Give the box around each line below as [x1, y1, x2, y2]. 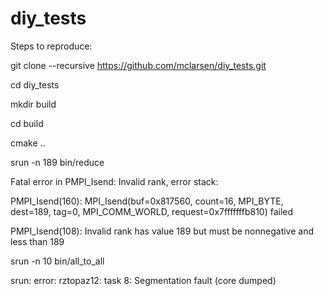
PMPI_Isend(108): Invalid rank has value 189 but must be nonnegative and [10, 225, 315, 237]
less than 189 [10, 235, 65, 247]
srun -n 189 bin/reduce [10, 156, 105, 168]
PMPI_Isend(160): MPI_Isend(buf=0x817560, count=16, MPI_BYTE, [10, 195, 284, 207]
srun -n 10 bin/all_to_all [10, 255, 105, 267]
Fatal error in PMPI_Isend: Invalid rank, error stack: [10, 175, 219, 187]
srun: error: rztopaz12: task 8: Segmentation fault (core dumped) [10, 274, 277, 286]
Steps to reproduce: [10, 40, 93, 52]
